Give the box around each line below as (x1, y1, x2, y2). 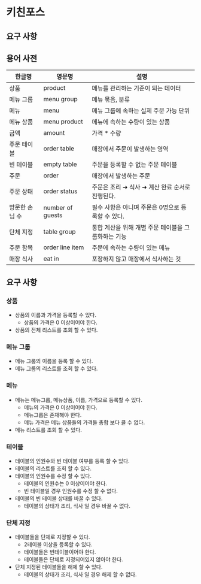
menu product (43, 117, 83, 126)
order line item (43, 243, 84, 252)
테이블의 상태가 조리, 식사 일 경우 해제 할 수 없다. (23, 571, 137, 578)
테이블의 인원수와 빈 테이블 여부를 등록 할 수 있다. (14, 457, 130, 464)
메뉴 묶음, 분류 (92, 95, 130, 104)
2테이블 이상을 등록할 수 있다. (23, 541, 93, 548)
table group (43, 228, 76, 236)
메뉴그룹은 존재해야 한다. (23, 411, 82, 418)
